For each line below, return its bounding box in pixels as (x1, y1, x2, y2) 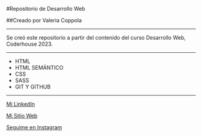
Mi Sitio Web (6, 112, 38, 119)
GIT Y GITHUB (14, 84, 51, 90)
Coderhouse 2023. (6, 40, 53, 47)
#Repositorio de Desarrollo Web (6, 5, 85, 12)
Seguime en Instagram (6, 124, 63, 131)
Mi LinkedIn (6, 100, 35, 108)
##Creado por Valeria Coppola (6, 17, 82, 23)
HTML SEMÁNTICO (14, 64, 64, 71)
